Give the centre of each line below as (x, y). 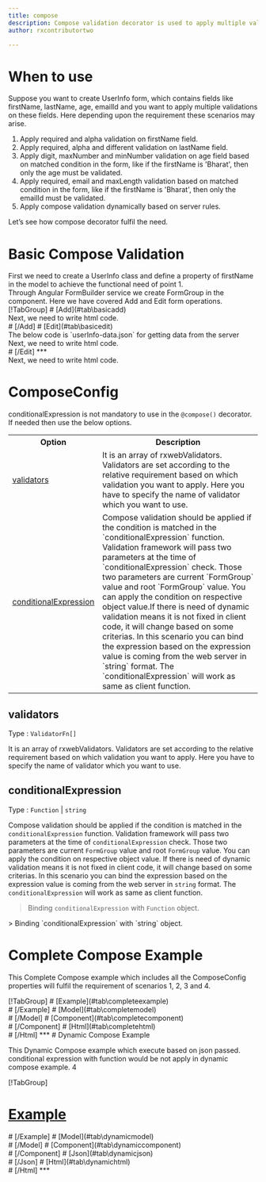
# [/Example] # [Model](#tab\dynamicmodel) (81, 1136)
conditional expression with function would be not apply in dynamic (118, 1058)
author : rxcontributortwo (51, 30)
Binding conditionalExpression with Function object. (113, 908)
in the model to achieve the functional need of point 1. (96, 284)
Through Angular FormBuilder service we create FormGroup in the (116, 293)
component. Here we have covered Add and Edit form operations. (116, 301)
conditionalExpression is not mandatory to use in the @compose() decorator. (130, 414)
